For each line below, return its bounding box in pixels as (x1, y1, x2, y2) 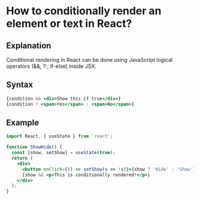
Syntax (6, 80, 33, 90)
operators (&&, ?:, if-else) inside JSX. (6, 62, 97, 70)
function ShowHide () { (6, 144, 62, 150)
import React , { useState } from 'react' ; (6, 133, 113, 139)
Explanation (6, 40, 52, 51)
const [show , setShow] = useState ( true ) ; (11, 150, 116, 156)
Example (6, 117, 39, 127)
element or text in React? (6, 17, 132, 30)
